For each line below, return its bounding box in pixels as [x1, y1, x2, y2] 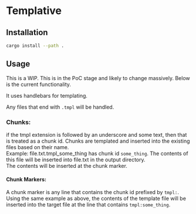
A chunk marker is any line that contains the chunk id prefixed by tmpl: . [6, 189, 179, 196]
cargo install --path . [6, 43, 65, 49]
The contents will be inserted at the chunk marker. [6, 162, 128, 169]
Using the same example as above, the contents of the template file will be [6, 195, 187, 202]
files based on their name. [6, 143, 69, 150]
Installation [6, 27, 48, 37]
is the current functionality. [6, 81, 72, 88]
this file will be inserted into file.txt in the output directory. [6, 156, 146, 163]
